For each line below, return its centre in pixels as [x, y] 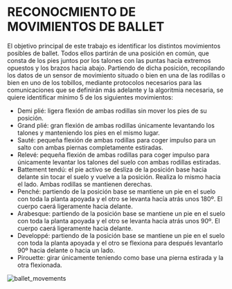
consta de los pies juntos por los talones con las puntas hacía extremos [109, 60]
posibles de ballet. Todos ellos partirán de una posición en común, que [108, 53]
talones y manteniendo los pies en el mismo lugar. [89, 133]
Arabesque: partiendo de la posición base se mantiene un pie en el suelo [121, 213]
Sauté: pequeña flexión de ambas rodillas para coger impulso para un [116, 140]
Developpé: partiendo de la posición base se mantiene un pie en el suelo [121, 235]
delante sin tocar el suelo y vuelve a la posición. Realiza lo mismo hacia [119, 176]
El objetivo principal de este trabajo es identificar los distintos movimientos [114, 46]
